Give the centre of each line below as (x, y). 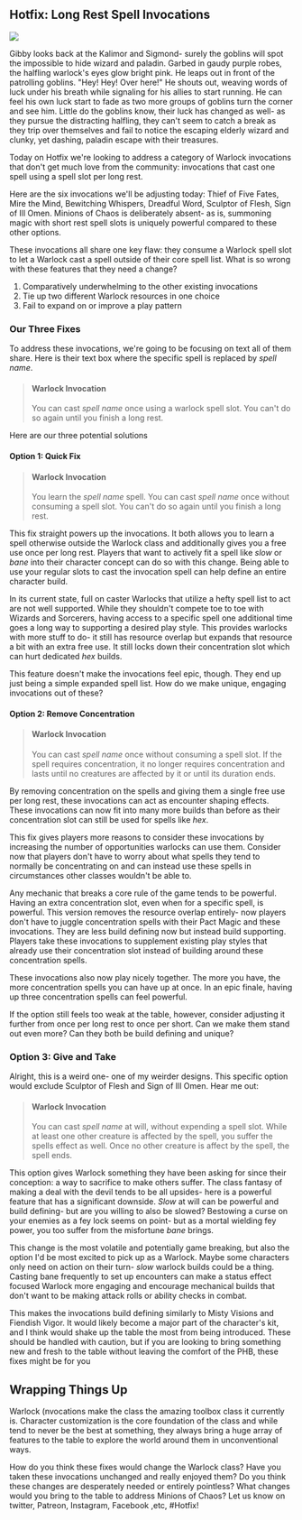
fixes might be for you (50, 1361)
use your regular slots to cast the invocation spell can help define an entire (148, 572)
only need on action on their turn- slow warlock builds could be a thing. (142, 1267)
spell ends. (52, 1156)
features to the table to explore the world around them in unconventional (144, 1440)
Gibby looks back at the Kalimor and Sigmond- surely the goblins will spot (146, 53)
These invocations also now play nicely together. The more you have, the (145, 977)
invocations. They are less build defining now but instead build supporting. (148, 931)
